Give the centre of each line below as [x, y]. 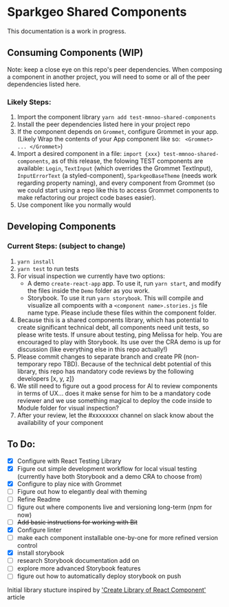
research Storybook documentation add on [78, 561]
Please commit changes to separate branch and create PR [99, 357]
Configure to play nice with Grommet [69, 484]
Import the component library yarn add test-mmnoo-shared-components [117, 117]
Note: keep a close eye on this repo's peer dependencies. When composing [115, 69]
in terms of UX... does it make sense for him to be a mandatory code [114, 393]
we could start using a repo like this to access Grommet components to [118, 190]
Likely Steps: [29, 102]
